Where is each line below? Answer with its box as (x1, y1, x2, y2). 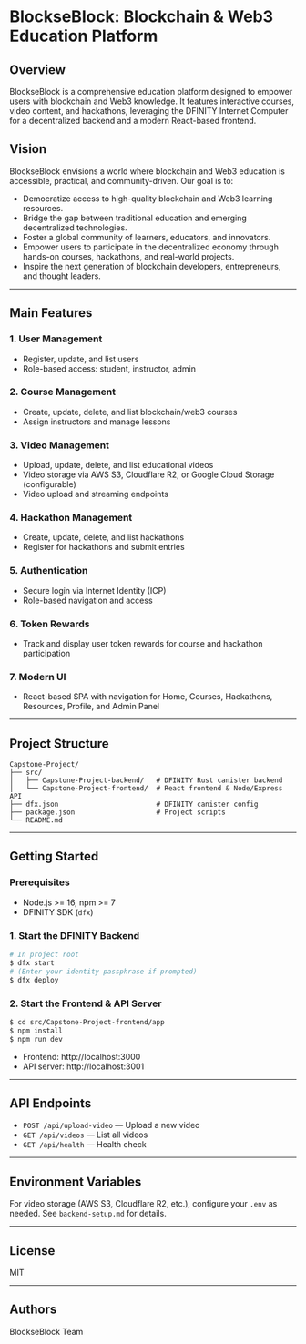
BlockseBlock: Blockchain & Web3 (9, 6, 274, 27)
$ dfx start (9, 958, 55, 967)
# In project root (9, 950, 79, 960)
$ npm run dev (9, 1034, 64, 1044)
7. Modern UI (9, 670, 66, 683)
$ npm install (9, 1026, 64, 1035)
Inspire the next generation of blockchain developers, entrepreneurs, (22, 260, 281, 271)
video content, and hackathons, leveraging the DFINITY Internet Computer (9, 106, 289, 116)
